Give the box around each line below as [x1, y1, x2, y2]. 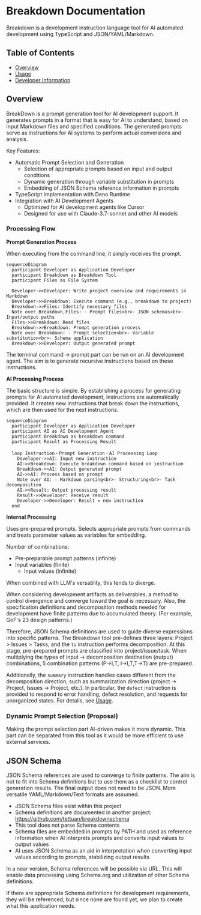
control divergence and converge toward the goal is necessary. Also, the [6, 597, 186, 604]
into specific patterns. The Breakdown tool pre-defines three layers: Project [6, 634, 193, 641]
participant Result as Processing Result [11, 438, 117, 445]
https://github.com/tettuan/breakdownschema [14, 815, 130, 822]
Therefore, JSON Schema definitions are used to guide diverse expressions [6, 627, 193, 635]
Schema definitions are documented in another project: [14, 809, 152, 816]
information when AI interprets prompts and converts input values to [14, 834, 184, 841]
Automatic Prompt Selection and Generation [14, 159, 124, 166]
